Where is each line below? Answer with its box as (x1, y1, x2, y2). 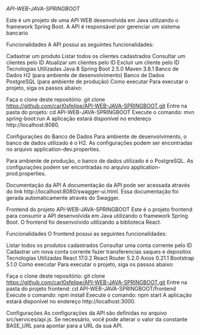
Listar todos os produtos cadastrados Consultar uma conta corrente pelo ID (6, 242, 192, 249)
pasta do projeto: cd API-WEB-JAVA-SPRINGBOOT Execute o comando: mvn (6, 109, 195, 115)
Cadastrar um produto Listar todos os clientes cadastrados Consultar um (6, 53, 186, 59)
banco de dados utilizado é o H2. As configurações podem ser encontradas (6, 139, 193, 146)
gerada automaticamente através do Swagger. (6, 194, 120, 201)
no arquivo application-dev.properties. (6, 146, 101, 153)
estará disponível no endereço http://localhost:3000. (6, 298, 136, 304)
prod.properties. (6, 170, 47, 177)
